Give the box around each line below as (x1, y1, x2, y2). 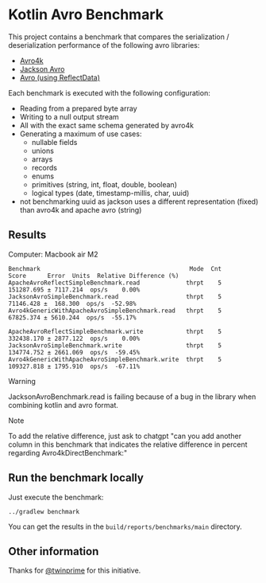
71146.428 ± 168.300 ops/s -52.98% (8, 299, 137, 307)
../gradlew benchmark (8, 507, 80, 515)
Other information (8, 544, 99, 558)
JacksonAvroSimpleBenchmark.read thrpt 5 (8, 292, 222, 300)
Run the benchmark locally (8, 471, 145, 485)
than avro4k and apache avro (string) (19, 205, 142, 214)
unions (31, 146, 54, 155)
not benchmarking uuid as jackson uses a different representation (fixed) (19, 197, 259, 206)
